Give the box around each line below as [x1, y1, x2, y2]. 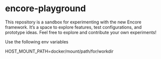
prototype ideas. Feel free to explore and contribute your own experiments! [5, 29, 157, 35]
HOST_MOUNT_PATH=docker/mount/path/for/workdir [5, 48, 114, 54]
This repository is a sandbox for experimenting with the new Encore [5, 19, 142, 25]
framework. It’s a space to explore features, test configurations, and [5, 24, 142, 30]
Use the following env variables [5, 39, 69, 44]
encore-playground [5, 3, 86, 14]
